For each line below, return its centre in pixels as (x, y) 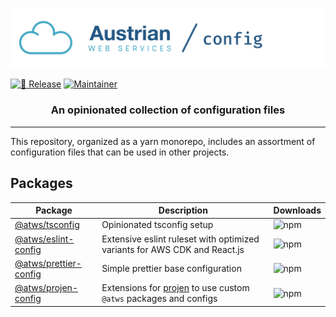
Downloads (297, 210)
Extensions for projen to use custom (175, 288)
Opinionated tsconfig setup (157, 225)
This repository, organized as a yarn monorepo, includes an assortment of (163, 141)
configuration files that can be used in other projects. (120, 152)
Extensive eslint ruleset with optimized (180, 239)
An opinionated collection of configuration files (168, 110)
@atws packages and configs (159, 299)
